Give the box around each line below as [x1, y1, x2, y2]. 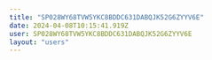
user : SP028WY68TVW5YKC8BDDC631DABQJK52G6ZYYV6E [9, 29, 192, 38]
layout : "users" [9, 37, 69, 47]
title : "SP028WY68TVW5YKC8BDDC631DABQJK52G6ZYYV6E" [9, 12, 204, 22]
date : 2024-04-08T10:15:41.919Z [9, 21, 129, 30]
